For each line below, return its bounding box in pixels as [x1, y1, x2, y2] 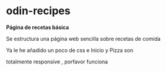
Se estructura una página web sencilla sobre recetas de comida [6, 35, 161, 42]
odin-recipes [6, 4, 71, 18]
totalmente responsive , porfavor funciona [6, 58, 108, 65]
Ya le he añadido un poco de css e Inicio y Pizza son [6, 46, 134, 54]
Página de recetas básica [6, 24, 69, 31]
